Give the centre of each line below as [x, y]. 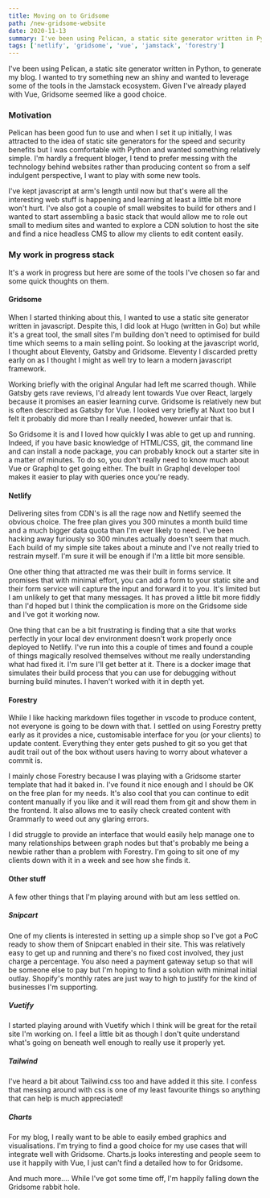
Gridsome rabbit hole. [44, 1187]
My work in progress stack [61, 255]
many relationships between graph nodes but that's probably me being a [129, 844]
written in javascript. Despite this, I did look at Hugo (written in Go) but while [135, 325]
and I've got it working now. [54, 615]
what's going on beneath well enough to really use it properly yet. [117, 1043]
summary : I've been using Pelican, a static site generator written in [131, 38]
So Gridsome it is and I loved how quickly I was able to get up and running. [132, 434]
